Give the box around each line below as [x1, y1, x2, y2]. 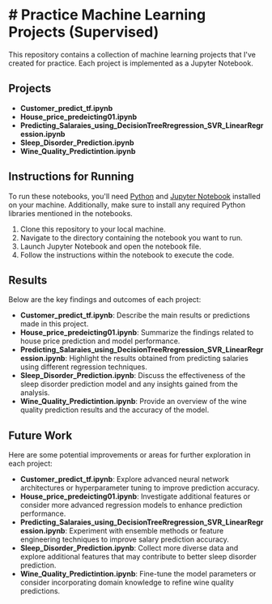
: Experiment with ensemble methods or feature [64, 526, 224, 536]
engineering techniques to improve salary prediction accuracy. [19, 534, 229, 544]
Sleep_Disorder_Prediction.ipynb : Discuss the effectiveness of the [19, 371, 245, 381]
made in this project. [19, 319, 89, 329]
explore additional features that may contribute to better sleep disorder [19, 552, 257, 562]
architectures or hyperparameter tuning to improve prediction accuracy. [19, 483, 260, 493]
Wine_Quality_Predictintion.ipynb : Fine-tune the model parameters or [19, 569, 257, 579]
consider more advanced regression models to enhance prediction [19, 500, 243, 510]
